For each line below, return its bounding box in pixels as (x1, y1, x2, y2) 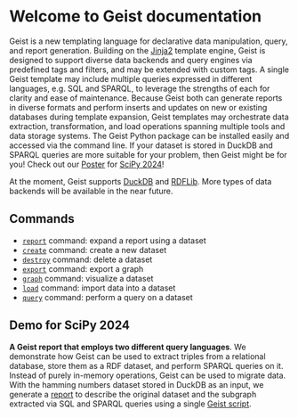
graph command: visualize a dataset (21, 273, 154, 283)
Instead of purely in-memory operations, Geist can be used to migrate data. (9, 370, 286, 381)
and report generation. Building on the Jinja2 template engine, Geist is (9, 45, 266, 55)
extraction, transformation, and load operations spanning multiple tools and (9, 120, 286, 131)
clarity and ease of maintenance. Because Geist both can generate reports (9, 92, 283, 103)
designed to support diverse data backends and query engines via (9, 54, 253, 65)
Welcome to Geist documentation (9, 6, 262, 27)
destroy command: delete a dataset (21, 254, 153, 265)
